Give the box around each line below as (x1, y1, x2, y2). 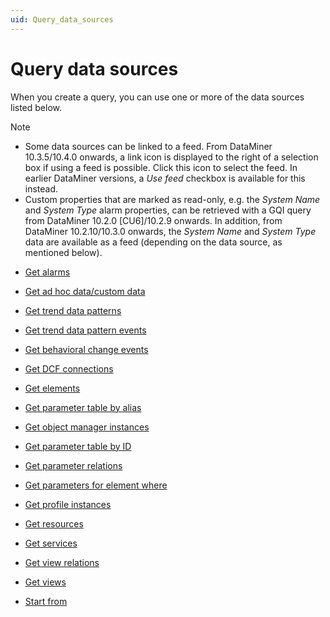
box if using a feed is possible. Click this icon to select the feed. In (24, 161, 298, 173)
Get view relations (24, 556, 100, 568)
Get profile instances (24, 498, 112, 510)
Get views (24, 576, 67, 588)
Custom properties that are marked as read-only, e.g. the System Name (24, 193, 321, 205)
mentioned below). (24, 246, 103, 258)
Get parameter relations (24, 459, 123, 471)
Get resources (24, 517, 84, 530)
